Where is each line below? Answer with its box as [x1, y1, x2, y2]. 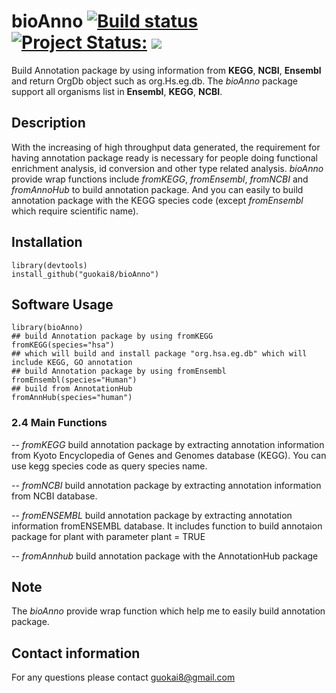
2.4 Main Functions [11, 416, 108, 430]
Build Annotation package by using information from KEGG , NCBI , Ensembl [11, 64, 322, 76]
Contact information [11, 645, 141, 662]
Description [11, 115, 86, 132]
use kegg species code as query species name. [11, 460, 208, 472]
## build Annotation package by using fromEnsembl [11, 366, 227, 377]
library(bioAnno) [11, 323, 84, 333]
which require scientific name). [11, 205, 139, 217]
